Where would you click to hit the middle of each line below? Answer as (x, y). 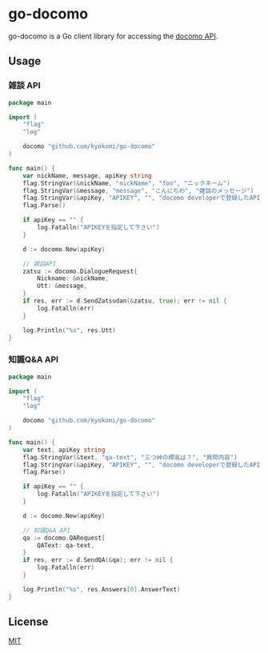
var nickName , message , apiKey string (87, 176)
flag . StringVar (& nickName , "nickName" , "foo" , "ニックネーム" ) (126, 183)
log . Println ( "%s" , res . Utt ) (69, 330)
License (28, 622)
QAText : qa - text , (66, 545)
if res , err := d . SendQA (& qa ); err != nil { (98, 560)
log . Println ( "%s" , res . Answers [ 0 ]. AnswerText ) (102, 589)
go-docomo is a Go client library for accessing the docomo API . (113, 36)
